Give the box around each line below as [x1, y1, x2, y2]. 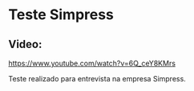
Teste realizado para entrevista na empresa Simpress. [8, 74, 186, 83]
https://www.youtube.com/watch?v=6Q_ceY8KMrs [8, 58, 176, 68]
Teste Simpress [8, 6, 115, 24]
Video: [8, 38, 42, 51]
